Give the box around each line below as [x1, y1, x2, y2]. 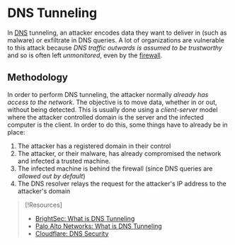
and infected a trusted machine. [17, 156, 111, 165]
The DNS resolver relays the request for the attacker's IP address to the [17, 179, 227, 188]
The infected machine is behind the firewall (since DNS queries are [17, 164, 213, 173]
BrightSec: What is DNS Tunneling [35, 214, 135, 222]
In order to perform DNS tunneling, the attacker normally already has [7, 90, 209, 98]
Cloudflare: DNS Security [35, 229, 109, 238]
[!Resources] [24, 200, 62, 209]
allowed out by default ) [17, 171, 86, 180]
